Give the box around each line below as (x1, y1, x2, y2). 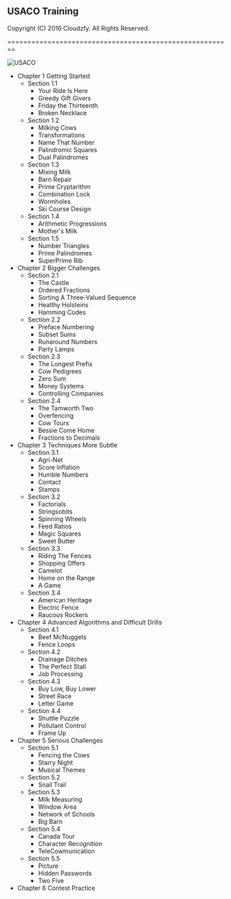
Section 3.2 (27, 493, 61, 501)
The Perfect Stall (37, 662, 87, 670)
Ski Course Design (37, 204, 92, 213)
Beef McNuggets (37, 632, 87, 641)
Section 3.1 (27, 448, 59, 456)
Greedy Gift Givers (37, 94, 92, 102)
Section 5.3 (27, 788, 60, 796)
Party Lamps (37, 345, 75, 353)
